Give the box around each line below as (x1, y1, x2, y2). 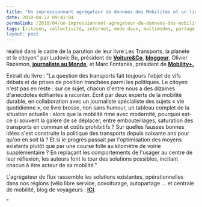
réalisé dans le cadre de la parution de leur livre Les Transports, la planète (6, 48, 190, 55)
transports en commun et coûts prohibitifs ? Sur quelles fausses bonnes (6, 123, 185, 131)
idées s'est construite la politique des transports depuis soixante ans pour (6, 130, 189, 137)
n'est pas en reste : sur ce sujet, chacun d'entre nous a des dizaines (6, 85, 176, 92)
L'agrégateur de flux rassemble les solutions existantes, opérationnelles (6, 173, 184, 181)
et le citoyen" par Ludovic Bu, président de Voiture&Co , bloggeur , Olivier (6, 54, 188, 61)
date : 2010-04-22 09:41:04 (6, 14, 74, 20)
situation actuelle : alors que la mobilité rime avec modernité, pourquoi (6, 111, 180, 118)
